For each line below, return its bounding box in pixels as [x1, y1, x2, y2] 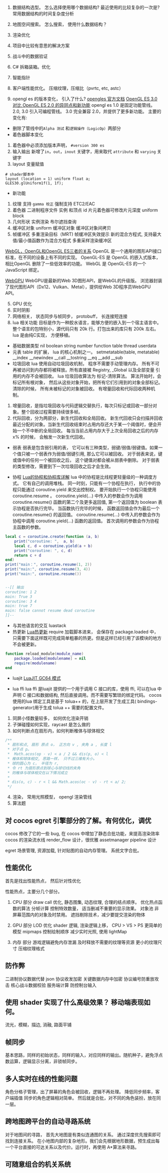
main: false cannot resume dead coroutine [5, 608, 95, 613]
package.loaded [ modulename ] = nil [14, 656, 86, 661]
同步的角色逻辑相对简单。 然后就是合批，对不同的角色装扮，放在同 [23, 1095, 161, 1101]
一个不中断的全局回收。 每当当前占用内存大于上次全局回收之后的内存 [16, 428, 158, 434]
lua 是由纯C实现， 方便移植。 [12, 332, 73, 338]
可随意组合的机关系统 [5, 1160, 71, 1169]
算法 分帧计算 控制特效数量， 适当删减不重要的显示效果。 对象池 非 [21, 905, 159, 911]
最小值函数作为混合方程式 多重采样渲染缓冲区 [18, 238, 112, 243]
